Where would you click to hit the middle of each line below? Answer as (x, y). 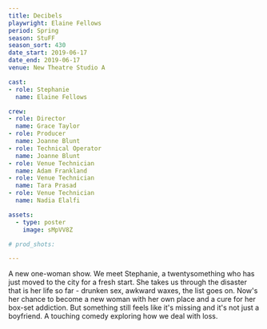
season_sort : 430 (37, 46)
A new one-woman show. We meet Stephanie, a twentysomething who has (132, 274)
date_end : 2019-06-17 (44, 61)
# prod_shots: (32, 244)
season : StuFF (32, 38)
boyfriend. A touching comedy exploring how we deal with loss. (113, 316)
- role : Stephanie (39, 89)
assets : (21, 215)
